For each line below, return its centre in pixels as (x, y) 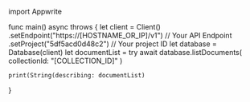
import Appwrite (35, 12)
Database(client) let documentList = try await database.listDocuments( (125, 52)
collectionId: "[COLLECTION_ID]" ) (66, 61)
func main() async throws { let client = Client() (84, 27)
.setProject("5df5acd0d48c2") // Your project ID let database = (113, 44)
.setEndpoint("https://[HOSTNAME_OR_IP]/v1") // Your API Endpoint (120, 35)
